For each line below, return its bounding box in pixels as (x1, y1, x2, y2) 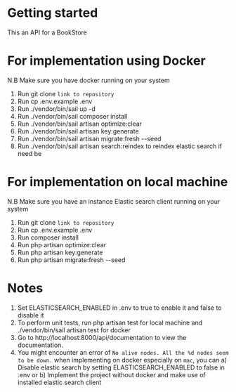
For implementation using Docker (7, 53, 206, 69)
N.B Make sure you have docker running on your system (7, 76, 170, 84)
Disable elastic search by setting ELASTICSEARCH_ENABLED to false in (17, 363, 225, 372)
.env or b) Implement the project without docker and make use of (17, 370, 206, 379)
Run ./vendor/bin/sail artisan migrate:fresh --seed (17, 134, 162, 143)
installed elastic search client (17, 378, 102, 386)
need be (17, 149, 42, 157)
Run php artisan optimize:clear (17, 240, 107, 249)
